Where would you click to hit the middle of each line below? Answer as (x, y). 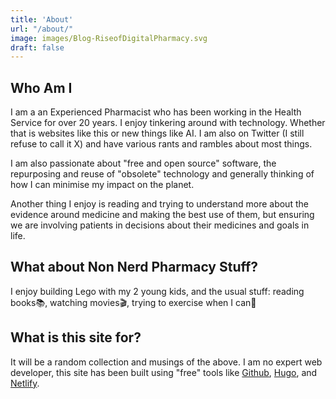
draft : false (37, 47)
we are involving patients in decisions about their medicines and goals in (160, 225)
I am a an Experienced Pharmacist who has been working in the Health (156, 112)
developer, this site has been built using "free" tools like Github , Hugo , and (164, 372)
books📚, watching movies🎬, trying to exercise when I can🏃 (133, 302)
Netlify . (25, 383)
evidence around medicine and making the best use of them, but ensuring (162, 215)
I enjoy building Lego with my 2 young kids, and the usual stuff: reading (157, 291)
